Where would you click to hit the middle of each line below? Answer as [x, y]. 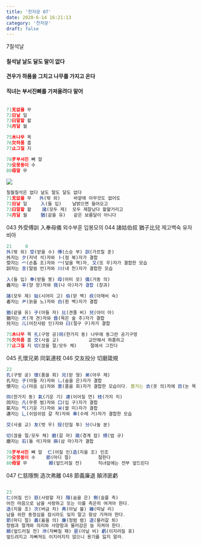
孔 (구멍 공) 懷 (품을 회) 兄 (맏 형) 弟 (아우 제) [58, 375]
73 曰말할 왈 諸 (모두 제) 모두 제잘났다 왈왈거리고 [65, 210]
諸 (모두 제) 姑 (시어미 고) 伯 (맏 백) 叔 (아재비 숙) [62, 296]
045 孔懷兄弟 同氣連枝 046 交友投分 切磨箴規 [62, 358]
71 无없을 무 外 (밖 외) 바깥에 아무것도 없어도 [63, 198]
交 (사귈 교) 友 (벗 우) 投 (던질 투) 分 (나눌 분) [58, 425]
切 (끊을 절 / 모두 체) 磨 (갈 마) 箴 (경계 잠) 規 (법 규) [65, 435]
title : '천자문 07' [29, 12]
